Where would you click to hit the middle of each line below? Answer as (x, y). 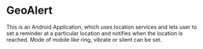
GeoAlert (29, 10)
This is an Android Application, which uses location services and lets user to (102, 27)
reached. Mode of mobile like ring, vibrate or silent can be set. (84, 39)
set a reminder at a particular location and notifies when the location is (95, 33)
